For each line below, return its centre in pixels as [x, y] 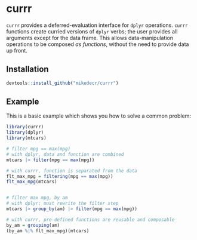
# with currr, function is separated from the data [72, 171]
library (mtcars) [26, 138]
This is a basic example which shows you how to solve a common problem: [98, 116]
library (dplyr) [25, 133]
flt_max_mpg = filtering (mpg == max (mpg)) [60, 176]
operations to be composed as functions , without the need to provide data [98, 44]
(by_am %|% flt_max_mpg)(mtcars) [48, 231]
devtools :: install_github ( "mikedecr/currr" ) [62, 83]
